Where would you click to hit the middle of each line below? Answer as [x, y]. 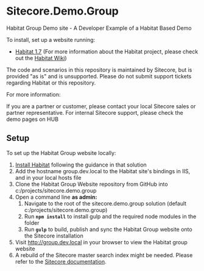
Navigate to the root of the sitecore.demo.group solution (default [105, 203]
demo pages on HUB [33, 119]
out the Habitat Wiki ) [41, 58]
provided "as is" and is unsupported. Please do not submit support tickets [99, 76]
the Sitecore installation [54, 236]
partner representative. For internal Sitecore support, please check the [95, 112]
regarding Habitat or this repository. [51, 83]
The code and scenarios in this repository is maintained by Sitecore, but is [99, 70]
